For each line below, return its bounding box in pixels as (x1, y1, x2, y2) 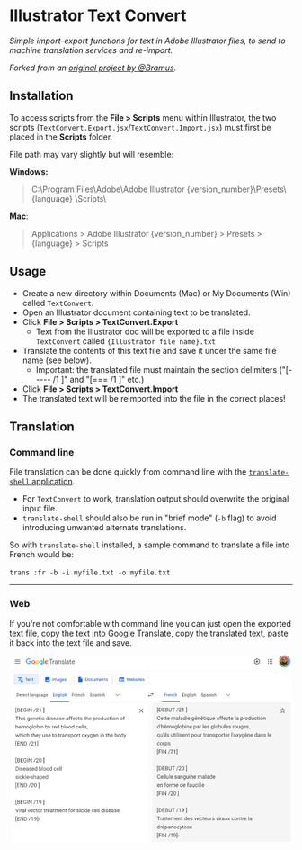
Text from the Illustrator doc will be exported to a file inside (35, 326, 254, 337)
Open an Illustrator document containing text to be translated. (22, 307, 251, 318)
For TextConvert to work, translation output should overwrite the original (22, 493, 289, 504)
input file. (22, 503, 58, 514)
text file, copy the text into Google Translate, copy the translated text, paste (9, 628, 289, 638)
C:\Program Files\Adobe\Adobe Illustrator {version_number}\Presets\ (31, 184, 287, 194)
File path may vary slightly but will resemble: (9, 149, 174, 159)
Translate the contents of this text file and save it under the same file (22, 345, 277, 356)
